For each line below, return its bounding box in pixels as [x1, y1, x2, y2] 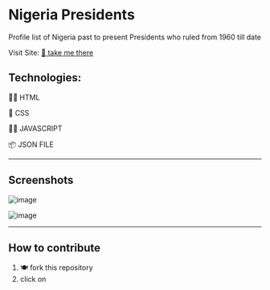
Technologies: [8, 71, 82, 85]
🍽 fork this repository [19, 263, 94, 272]
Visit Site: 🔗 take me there [8, 47, 94, 57]
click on [19, 275, 47, 284]
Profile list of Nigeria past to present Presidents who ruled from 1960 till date [8, 32, 262, 42]
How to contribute [8, 241, 101, 255]
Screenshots [8, 174, 74, 187]
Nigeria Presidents [8, 6, 135, 24]
